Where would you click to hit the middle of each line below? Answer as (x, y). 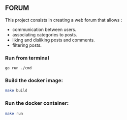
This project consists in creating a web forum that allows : (63, 20)
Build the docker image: (34, 81)
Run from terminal (27, 58)
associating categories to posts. (45, 34)
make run (14, 113)
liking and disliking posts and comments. (53, 40)
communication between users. (44, 30)
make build (16, 90)
